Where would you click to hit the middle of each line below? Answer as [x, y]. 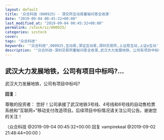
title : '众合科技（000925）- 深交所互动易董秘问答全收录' [58, 14]
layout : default [21, 9]
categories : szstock [26, 32]
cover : [12, 37]
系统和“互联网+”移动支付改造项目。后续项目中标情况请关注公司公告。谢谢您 [81, 110]
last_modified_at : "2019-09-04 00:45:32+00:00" [54, 23]
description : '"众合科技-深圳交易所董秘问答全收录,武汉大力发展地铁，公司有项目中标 [82, 50]
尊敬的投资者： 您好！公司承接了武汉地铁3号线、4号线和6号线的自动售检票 [80, 105]
